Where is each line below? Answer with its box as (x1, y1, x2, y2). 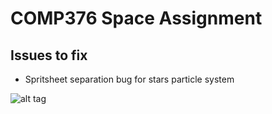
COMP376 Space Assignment (10, 7, 263, 30)
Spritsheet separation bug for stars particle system (24, 73, 235, 85)
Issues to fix (10, 47, 88, 64)
